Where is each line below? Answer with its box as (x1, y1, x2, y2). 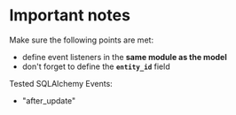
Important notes (9, 5, 131, 26)
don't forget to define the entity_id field (21, 61, 170, 72)
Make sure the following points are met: (9, 34, 153, 45)
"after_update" (21, 95, 76, 106)
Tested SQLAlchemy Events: (9, 78, 113, 88)
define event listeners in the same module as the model (21, 51, 228, 62)
